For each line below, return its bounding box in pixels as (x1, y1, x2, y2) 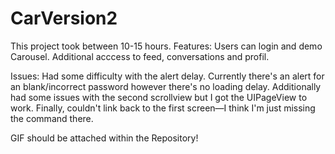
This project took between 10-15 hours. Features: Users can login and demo (10, 40, 323, 52)
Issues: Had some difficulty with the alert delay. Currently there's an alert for (10, 70, 325, 82)
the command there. (10, 112, 94, 124)
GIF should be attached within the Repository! (10, 132, 199, 144)
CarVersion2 (10, 7, 118, 30)
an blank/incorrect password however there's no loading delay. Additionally (10, 80, 322, 92)
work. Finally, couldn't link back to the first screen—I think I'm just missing (10, 102, 316, 114)
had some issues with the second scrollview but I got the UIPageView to (10, 91, 308, 103)
